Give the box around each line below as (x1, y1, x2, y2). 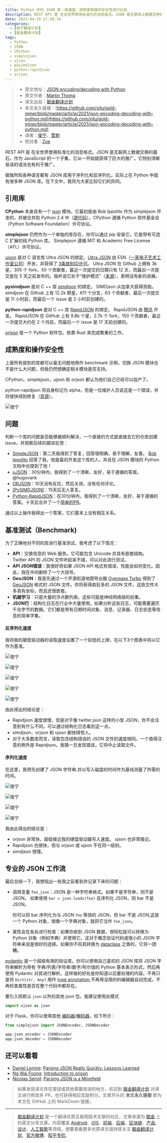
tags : (5, 35, 16, 40)
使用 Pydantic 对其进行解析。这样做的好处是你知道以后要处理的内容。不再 (5, 970, 157, 976)
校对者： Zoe (24, 138, 51, 144)
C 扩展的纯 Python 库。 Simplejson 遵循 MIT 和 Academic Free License (5, 237, 151, 244)
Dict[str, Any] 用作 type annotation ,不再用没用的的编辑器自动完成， (14, 976, 157, 982)
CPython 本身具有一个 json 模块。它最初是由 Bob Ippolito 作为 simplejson (5, 208, 156, 214)
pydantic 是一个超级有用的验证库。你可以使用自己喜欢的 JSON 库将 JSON (5, 958, 156, 964)
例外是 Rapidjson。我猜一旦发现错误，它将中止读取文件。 (21, 742, 139, 748)
